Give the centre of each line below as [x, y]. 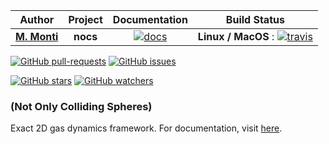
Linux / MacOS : [236, 36]
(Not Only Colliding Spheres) [81, 106]
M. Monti [37, 36]
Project [85, 19]
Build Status [255, 19]
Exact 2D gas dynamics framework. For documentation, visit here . [146, 128]
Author [37, 19]
